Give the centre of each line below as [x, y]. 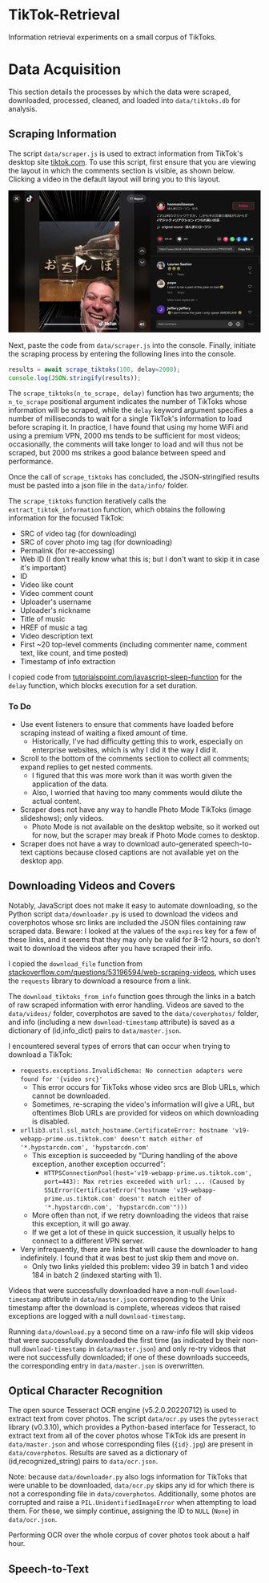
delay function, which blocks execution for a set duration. [103, 686]
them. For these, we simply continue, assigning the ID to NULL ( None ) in [124, 1511]
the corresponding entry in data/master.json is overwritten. [106, 1365]
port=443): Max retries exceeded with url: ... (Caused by [145, 1181]
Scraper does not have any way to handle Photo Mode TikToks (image [136, 810]
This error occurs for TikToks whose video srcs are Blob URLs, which [146, 1087]
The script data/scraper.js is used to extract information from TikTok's [126, 153]
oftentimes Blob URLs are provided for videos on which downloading [145, 1112]
